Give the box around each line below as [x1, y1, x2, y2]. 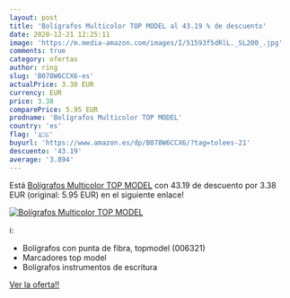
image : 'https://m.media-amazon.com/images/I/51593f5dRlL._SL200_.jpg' [9, 38, 283, 48]
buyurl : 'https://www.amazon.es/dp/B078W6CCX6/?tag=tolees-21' [9, 138, 251, 147]
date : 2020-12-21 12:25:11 [9, 30, 110, 39]
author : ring [9, 64, 58, 73]
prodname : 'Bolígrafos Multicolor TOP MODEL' [9, 113, 182, 122]
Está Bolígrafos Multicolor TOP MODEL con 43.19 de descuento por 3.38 [9, 180, 277, 190]
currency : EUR [9, 88, 63, 97]
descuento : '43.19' [9, 146, 83, 155]
